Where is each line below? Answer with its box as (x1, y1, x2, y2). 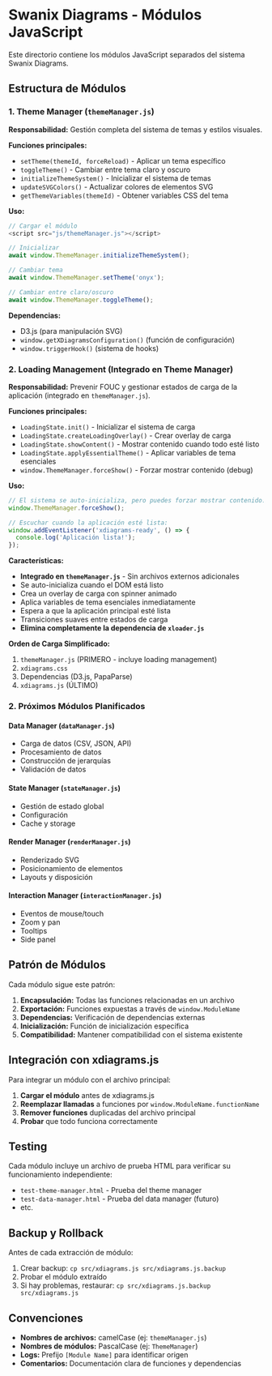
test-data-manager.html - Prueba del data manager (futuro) (19, 1194, 219, 1204)
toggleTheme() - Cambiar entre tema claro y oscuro (19, 165, 191, 174)
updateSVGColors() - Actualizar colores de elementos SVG (19, 182, 214, 191)
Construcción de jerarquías (19, 756, 112, 766)
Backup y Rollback (8, 1226, 104, 1240)
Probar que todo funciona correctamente (19, 1116, 158, 1126)
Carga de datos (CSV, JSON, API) (19, 739, 132, 749)
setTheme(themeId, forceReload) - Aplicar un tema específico (19, 156, 226, 165)
